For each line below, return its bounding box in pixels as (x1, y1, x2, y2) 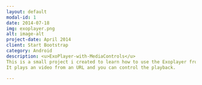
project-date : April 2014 (6, 37, 71, 42)
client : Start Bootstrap (6, 42, 69, 48)
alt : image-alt (6, 31, 44, 37)
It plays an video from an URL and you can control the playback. (6, 64, 176, 71)
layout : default (6, 8, 47, 15)
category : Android (6, 48, 52, 54)
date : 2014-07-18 (6, 20, 50, 26)
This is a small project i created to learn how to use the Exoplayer (6, 59, 187, 65)
